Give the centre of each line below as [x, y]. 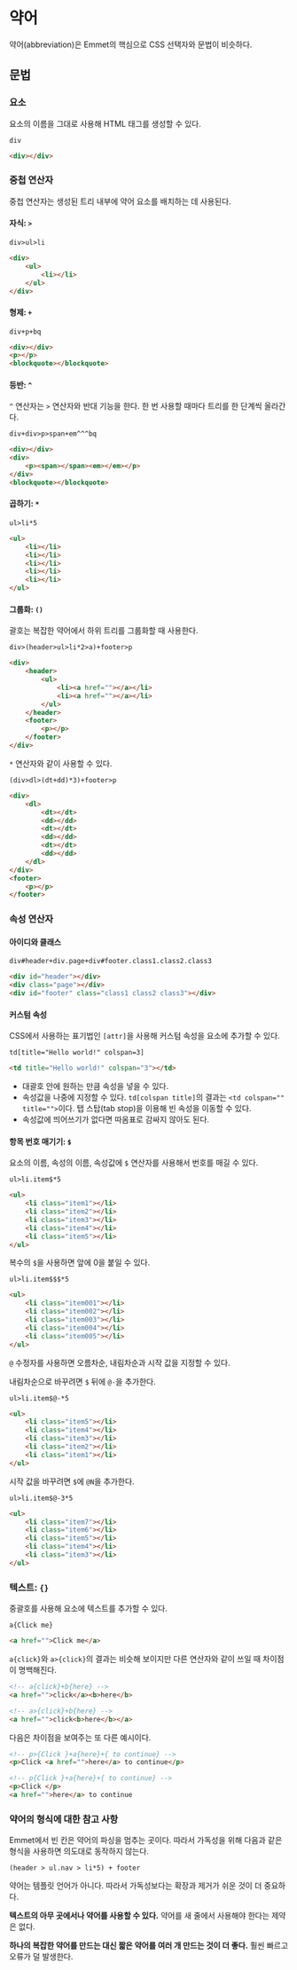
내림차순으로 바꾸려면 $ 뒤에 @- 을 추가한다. [83, 1381]
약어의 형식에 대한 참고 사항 [64, 1819]
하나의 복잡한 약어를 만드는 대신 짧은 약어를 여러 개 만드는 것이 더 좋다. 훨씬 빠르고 [149, 1946]
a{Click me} [31, 1625]
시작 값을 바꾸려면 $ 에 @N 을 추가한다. [72, 1481]
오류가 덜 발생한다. [41, 1957]
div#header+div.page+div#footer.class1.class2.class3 [111, 961]
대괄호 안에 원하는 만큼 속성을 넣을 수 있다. [95, 1087]
